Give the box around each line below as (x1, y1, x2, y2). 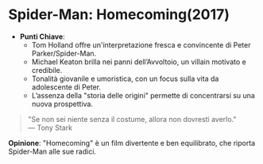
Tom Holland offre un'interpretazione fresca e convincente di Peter (31, 40, 251, 49)
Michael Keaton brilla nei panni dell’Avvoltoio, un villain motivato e (31, 57, 246, 67)
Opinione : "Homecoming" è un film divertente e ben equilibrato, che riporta (8, 138, 256, 147)
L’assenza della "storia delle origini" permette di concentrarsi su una (31, 90, 256, 100)
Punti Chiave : (19, 32, 65, 41)
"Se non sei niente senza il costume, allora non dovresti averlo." (27, 114, 237, 124)
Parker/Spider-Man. (31, 48, 97, 58)
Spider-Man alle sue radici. (8, 147, 97, 156)
